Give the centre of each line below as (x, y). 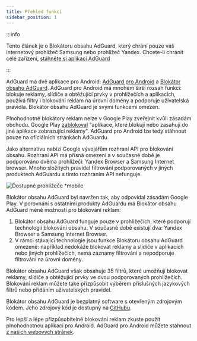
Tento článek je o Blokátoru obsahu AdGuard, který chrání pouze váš (90, 46)
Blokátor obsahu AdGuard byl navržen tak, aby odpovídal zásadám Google (97, 197)
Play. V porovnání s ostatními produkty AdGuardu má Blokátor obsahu (91, 204)
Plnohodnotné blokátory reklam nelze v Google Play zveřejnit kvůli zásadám (99, 118)
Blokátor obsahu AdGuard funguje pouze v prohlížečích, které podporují (103, 221)
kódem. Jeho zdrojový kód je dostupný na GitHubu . (69, 308)
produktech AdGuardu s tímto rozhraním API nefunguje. (74, 174)
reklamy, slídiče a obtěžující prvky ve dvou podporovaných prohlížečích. (94, 277)
